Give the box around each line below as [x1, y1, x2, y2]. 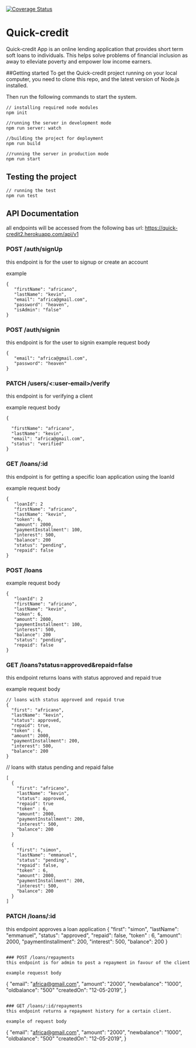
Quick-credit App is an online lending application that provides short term [6, 45, 184, 52]
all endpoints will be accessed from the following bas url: [6, 224, 144, 231]
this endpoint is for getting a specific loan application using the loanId [6, 473, 175, 480]
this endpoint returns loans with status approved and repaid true [6, 674, 162, 681]
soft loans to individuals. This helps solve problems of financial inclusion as [6, 52, 188, 59]
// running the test [6, 187, 57, 193]
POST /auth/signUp [6, 245, 63, 253]
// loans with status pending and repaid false [6, 764, 114, 771]
